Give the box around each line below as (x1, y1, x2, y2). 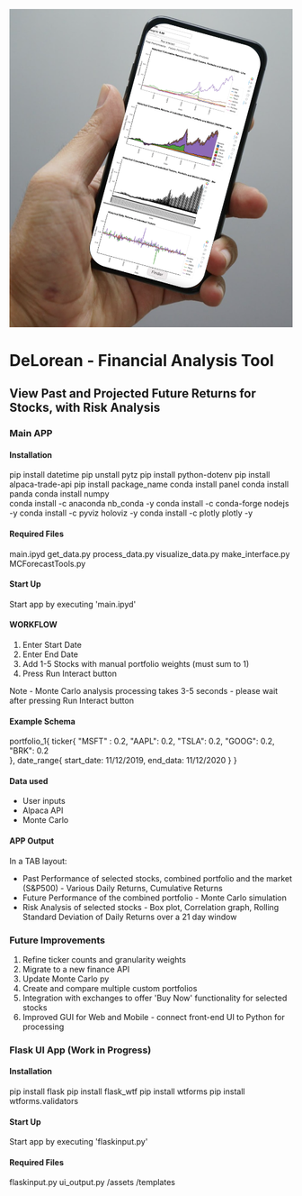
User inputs (22, 796, 66, 807)
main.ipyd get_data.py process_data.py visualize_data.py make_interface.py (9, 548, 290, 559)
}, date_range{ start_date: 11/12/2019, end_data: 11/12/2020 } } (9, 755, 237, 766)
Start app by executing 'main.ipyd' (9, 598, 137, 609)
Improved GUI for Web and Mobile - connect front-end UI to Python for (22, 1011, 286, 1022)
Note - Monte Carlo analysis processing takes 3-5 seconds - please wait (9, 685, 279, 696)
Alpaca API (22, 805, 64, 816)
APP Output (9, 835, 55, 846)
